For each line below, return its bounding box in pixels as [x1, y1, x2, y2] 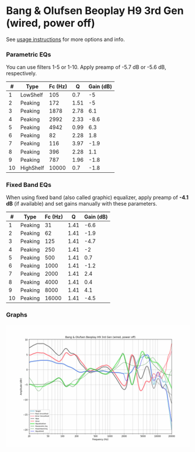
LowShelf [20, 91, 43, 98]
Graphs [6, 311, 27, 319]
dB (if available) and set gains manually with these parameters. [6, 200, 158, 207]
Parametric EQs [6, 50, 51, 58]
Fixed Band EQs [6, 180, 51, 189]
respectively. [6, 70, 37, 77]
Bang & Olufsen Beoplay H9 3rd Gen [6, 4, 184, 18]
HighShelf [20, 165, 44, 172]
